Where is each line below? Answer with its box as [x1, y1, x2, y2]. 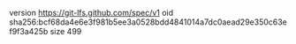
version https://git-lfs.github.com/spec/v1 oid [9, 8, 174, 18]
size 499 [49, 26, 82, 36]
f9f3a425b [9, 26, 49, 36]
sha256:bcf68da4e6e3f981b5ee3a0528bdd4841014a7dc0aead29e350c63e [9, 17, 287, 27]
